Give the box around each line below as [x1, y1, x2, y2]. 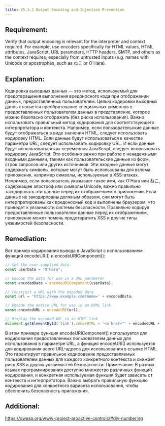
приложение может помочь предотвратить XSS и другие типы [5, 215, 137, 221]
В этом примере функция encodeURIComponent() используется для [5, 330, 148, 336]
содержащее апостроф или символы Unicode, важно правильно [5, 183, 141, 189]
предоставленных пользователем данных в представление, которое [5, 109, 150, 115]
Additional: [5, 402, 40, 411]
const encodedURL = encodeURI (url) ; [5, 307, 80, 313]
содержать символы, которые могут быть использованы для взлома [5, 167, 151, 173]
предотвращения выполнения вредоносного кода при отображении [5, 93, 149, 99]
